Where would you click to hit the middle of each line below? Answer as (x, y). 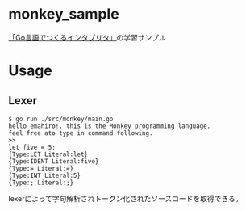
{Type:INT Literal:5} (45, 175)
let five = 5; (32, 147)
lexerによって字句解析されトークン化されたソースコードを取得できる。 (125, 198)
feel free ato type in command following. (81, 133)
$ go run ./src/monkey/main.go (61, 119)
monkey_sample (64, 14)
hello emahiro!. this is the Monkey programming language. (110, 126)
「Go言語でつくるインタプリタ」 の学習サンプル (88, 37)
